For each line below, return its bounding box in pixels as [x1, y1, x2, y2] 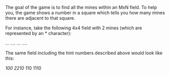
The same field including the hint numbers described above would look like [5, 50, 163, 56]
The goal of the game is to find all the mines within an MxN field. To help [5, 5, 157, 10]
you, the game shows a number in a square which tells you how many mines [5, 10, 165, 16]
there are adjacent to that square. [5, 15, 75, 21]
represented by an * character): [5, 30, 72, 36]
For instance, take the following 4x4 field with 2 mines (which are [5, 25, 143, 31]
